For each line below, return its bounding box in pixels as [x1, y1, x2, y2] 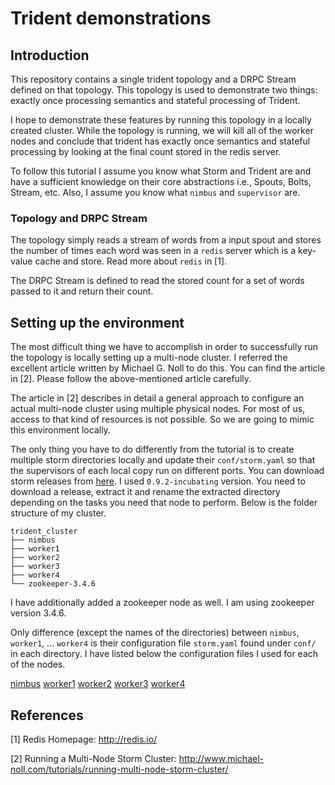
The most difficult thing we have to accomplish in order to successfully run [10, 341, 319, 353]
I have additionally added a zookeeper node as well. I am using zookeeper [10, 597, 315, 609]
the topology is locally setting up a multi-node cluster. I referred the [10, 352, 288, 364]
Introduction [10, 47, 90, 64]
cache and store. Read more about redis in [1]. [34, 255, 228, 267]
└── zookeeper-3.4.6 [10, 579, 97, 589]
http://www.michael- [178, 752, 264, 764]
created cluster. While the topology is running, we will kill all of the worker [10, 125, 314, 136]
